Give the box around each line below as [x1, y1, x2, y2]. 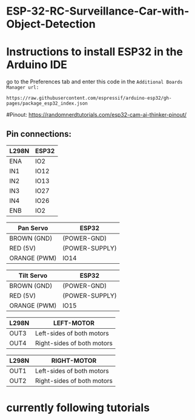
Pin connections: [6, 129, 71, 139]
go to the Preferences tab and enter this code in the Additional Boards [6, 78, 183, 86]
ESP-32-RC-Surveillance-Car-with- [6, 4, 190, 18]
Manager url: [6, 84, 39, 91]
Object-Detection [6, 17, 96, 31]
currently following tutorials [6, 401, 150, 415]
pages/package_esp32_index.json [6, 100, 88, 107]
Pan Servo [18, 224, 48, 232]
